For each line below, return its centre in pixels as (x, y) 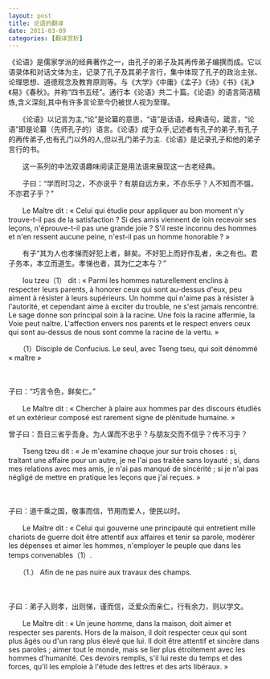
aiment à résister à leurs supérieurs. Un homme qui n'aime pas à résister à (131, 298)
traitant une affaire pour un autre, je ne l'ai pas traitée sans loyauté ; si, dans (134, 460)
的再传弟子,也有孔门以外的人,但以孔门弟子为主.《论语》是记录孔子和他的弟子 (135, 139)
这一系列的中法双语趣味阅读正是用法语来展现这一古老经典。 (121, 166)
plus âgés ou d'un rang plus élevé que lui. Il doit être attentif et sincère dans (134, 641)
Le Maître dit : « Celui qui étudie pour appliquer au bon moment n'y (133, 211)
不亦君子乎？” (31, 194)
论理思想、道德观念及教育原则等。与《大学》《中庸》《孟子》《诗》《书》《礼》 (131, 82)
